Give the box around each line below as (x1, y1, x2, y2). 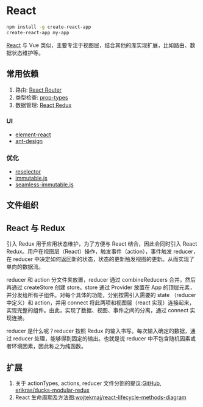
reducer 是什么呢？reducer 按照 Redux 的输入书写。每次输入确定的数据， (6, 328, 191, 335)
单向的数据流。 (6, 263, 44, 271)
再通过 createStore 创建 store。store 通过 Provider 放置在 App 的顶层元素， (6, 284, 196, 291)
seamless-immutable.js (15, 181, 74, 188)
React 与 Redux (6, 222, 65, 233)
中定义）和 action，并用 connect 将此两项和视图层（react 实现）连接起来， (6, 299, 195, 306)
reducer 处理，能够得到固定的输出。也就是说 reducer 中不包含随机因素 (13, 335, 191, 342)
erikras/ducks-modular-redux (15, 386, 90, 394)
